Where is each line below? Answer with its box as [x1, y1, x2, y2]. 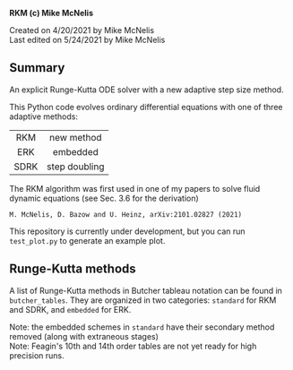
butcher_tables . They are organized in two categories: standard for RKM [9, 295, 277, 305]
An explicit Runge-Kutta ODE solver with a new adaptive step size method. [9, 84, 284, 95]
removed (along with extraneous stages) [9, 331, 159, 341]
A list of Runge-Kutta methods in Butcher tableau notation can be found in [9, 285, 282, 296]
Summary [9, 60, 65, 75]
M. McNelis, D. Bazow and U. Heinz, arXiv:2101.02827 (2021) [9, 210, 243, 219]
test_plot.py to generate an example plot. [9, 235, 166, 245]
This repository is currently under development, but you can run [9, 226, 246, 237]
